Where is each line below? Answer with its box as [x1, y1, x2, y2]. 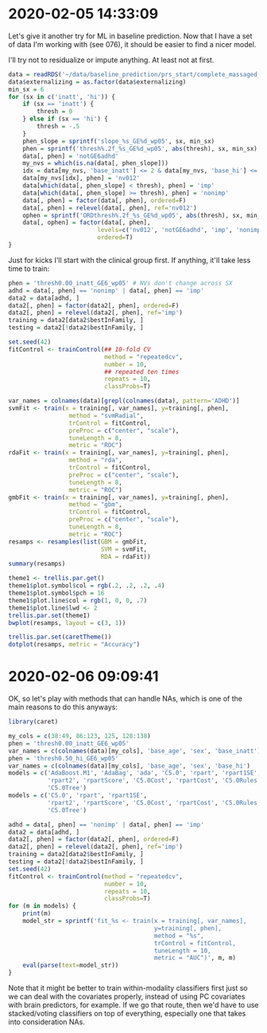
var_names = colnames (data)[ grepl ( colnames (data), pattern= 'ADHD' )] [8, 397, 240, 405]
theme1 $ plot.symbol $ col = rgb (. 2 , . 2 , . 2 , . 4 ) [8, 582, 165, 590]
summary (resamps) [8, 560, 66, 568]
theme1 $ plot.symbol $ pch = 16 [8, 589, 105, 598]
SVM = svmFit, [100, 545, 148, 553]
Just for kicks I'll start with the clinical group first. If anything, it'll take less [8, 255, 251, 265]
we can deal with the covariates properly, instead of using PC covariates [8, 992, 246, 1001]
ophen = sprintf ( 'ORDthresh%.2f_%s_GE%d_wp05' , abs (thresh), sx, [22, 211, 244, 219]
